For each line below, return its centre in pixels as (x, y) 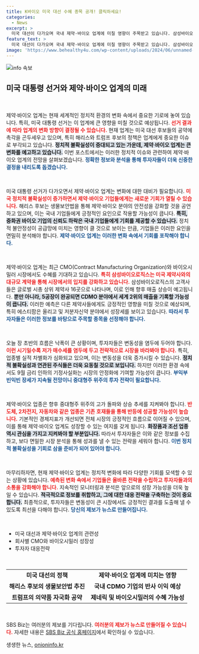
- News (20, 23)
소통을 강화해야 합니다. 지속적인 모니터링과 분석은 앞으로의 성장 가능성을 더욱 (94, 487)
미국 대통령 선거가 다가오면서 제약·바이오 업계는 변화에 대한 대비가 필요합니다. (95, 191)
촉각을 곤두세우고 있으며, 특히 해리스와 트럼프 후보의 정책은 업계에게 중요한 (92, 137)
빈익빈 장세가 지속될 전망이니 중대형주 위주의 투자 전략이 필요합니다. (84, 380)
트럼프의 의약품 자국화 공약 (47, 597)
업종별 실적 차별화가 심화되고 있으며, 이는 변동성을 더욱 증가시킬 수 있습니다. (94, 358)
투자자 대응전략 (32, 548)
